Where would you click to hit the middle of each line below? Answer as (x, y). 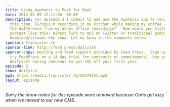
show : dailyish (21, 71)
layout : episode (22, 80)
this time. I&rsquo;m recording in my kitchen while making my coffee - (88, 24)
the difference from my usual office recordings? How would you (81, 29)
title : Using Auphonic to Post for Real (49, 10)
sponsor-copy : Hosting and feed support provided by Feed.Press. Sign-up (86, 52)
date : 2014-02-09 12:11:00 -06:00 (42, 15)
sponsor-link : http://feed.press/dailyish (51, 47)
